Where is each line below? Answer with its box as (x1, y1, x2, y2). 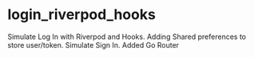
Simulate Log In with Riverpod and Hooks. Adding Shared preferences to (7, 32, 247, 41)
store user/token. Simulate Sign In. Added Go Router (7, 40, 180, 49)
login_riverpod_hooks (7, 6, 157, 24)
